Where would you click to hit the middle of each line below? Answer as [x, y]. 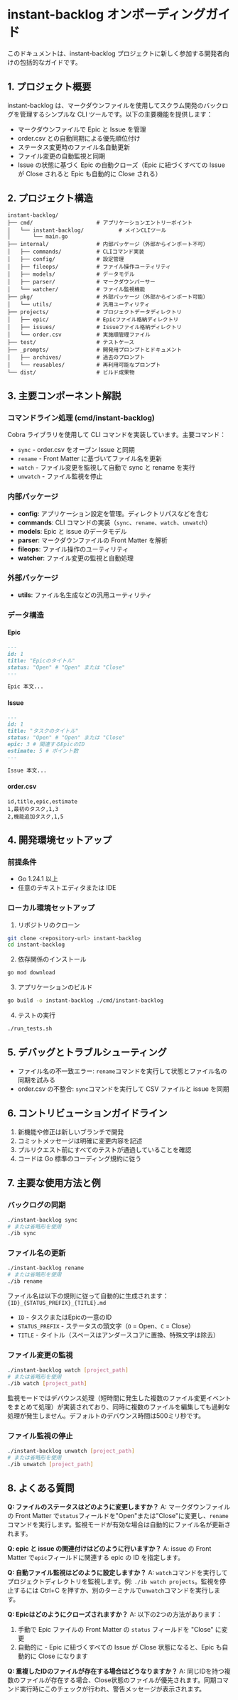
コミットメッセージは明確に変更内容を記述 [80, 1141]
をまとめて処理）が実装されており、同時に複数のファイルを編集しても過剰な [119, 1406]
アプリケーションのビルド [55, 987]
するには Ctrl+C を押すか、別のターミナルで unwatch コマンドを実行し [114, 1590]
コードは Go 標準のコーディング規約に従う [80, 1158]
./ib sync [22, 1234]
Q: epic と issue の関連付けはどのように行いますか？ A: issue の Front [109, 1548]
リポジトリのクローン [49, 925]
